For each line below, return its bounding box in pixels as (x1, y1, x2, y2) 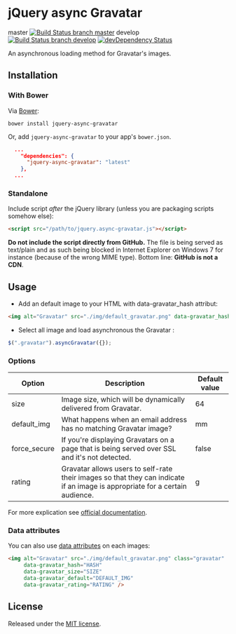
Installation (8, 69, 58, 81)
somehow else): (8, 212, 55, 220)
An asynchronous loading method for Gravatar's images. (8, 49, 172, 58)
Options (8, 356, 36, 365)
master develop (8, 28, 139, 36)
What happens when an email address (61, 415, 188, 425)
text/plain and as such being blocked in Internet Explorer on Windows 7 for (8, 245, 223, 254)
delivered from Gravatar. (61, 403, 142, 413)
